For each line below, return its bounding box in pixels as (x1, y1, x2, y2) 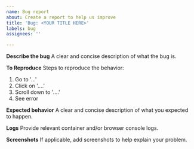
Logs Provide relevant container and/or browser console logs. (6, 124, 159, 132)
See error (14, 95, 39, 102)
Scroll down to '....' (14, 89, 61, 96)
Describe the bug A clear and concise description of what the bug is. (6, 53, 177, 60)
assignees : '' (6, 31, 42, 37)
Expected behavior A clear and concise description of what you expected (6, 107, 189, 114)
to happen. (6, 113, 33, 120)
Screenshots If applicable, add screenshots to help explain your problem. (6, 136, 187, 144)
